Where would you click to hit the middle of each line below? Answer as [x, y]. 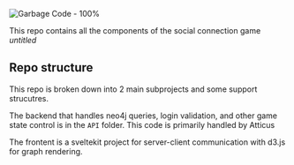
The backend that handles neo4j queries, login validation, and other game [143, 116]
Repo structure [51, 67]
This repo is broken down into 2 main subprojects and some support [133, 89]
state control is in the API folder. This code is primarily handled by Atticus [142, 124]
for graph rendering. [46, 151]
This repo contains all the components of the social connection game [135, 30]
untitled [23, 40]
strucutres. [29, 98]
